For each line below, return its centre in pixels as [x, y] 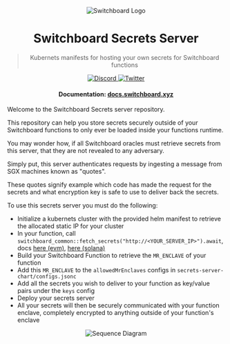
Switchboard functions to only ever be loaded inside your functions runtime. [115, 130]
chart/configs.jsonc [47, 277]
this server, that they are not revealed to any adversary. [86, 151]
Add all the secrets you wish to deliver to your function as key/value [114, 283]
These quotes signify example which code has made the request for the [109, 185]
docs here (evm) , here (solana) [61, 248]
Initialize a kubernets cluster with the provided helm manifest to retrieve [119, 219]
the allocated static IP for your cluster [70, 226]
